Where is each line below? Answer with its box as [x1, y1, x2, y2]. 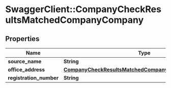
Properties [5, 34, 40, 43]
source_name [8, 58, 42, 65]
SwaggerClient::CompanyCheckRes [5, 4, 162, 15]
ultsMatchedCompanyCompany [5, 14, 144, 26]
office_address [8, 66, 45, 73]
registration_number [8, 74, 59, 81]
